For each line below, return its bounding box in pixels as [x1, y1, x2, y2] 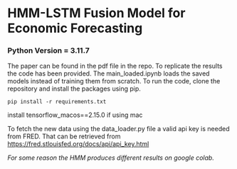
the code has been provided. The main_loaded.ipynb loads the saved [7, 69, 210, 78]
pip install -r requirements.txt [7, 98, 107, 106]
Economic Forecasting [7, 20, 143, 36]
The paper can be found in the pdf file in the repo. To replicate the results [7, 62, 223, 71]
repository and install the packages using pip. [7, 84, 141, 93]
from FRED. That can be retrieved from [7, 132, 121, 140]
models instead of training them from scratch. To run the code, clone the [7, 77, 221, 86]
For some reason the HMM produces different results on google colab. [7, 153, 215, 162]
